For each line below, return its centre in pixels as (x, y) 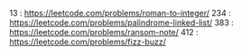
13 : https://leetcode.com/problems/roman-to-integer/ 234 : (121, 13)
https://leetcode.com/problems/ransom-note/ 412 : (104, 32)
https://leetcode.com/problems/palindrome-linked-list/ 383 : (122, 23)
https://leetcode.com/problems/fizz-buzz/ (88, 42)
